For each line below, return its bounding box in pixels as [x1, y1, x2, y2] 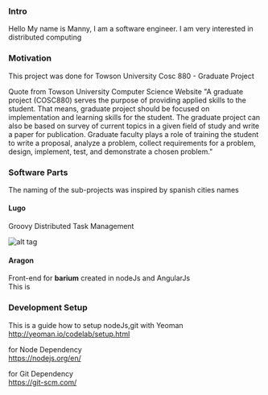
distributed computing [8, 32, 82, 42]
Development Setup [8, 302, 88, 314]
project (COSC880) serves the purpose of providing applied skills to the [8, 95, 247, 105]
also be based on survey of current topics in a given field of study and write [8, 121, 260, 131]
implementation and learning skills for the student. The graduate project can [8, 112, 261, 122]
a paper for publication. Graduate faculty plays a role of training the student [8, 129, 259, 139]
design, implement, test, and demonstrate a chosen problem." [8, 147, 213, 156]
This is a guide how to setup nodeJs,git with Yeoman [8, 320, 183, 330]
